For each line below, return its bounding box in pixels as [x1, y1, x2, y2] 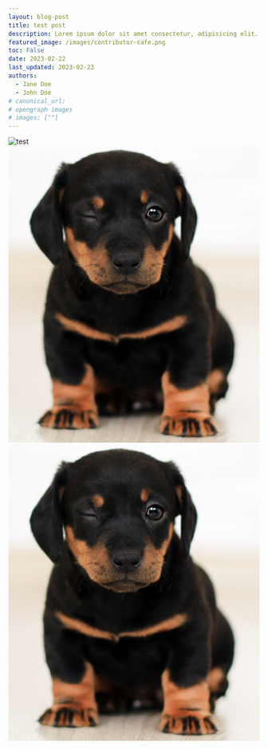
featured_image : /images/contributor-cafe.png [8, 38, 166, 46]
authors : [8, 72, 37, 80]
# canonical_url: [8, 97, 66, 105]
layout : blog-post [8, 13, 69, 21]
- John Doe [15, 89, 52, 97]
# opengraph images [8, 105, 73, 113]
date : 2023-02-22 [8, 55, 66, 63]
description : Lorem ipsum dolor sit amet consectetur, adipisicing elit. [8, 30, 259, 37]
